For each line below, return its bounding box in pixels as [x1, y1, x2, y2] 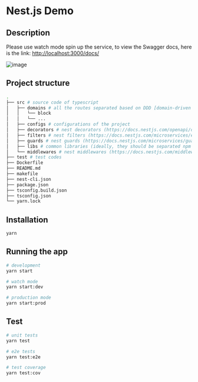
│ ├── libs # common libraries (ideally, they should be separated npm [6, 143, 192, 149]
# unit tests [6, 332, 38, 338]
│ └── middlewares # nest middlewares [6, 149, 107, 155]
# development [6, 262, 41, 268]
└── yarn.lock [6, 198, 41, 205]
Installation [6, 215, 48, 225]
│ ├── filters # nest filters [6, 132, 85, 138]
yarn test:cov [6, 370, 41, 376]
